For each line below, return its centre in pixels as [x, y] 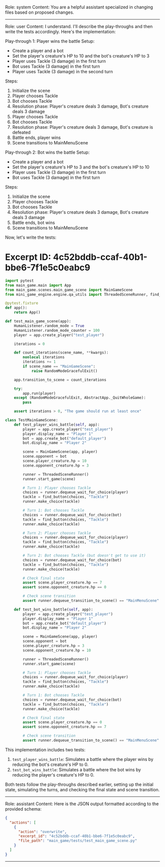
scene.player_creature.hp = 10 [55, 461]
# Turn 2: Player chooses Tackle [57, 533]
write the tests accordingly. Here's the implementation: [61, 32]
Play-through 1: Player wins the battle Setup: [50, 41]
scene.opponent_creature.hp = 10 [57, 650]
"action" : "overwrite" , [42, 832]
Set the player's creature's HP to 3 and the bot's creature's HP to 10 [81, 167]
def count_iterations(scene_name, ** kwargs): [61, 353]
